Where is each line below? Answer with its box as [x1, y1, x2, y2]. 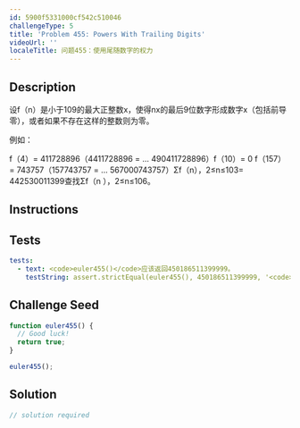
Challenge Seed [9, 298, 100, 313]
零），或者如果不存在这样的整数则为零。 [9, 115, 154, 126]
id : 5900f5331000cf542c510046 [9, 13, 122, 22]
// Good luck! [17, 330, 70, 339]
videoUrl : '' [9, 38, 58, 47]
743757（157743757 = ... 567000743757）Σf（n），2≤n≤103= [16, 164, 244, 175]
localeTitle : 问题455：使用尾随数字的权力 [9, 46, 154, 55]
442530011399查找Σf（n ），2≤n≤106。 [9, 175, 156, 186]
